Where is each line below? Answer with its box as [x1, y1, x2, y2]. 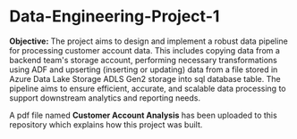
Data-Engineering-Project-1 [9, 6, 220, 27]
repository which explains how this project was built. [9, 119, 203, 130]
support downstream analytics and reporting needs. [9, 92, 201, 103]
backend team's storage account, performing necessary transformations [9, 54, 277, 65]
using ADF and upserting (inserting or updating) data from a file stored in [9, 64, 278, 75]
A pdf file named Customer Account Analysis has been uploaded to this [9, 110, 277, 120]
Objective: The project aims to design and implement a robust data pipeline [9, 36, 288, 46]
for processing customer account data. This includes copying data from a [9, 45, 280, 55]
